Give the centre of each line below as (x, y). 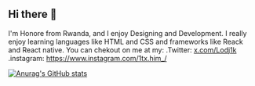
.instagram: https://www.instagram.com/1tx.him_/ (87, 58)
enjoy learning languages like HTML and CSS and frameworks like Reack (126, 41)
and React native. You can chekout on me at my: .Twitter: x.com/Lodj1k (122, 50)
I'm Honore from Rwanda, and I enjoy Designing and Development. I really (127, 33)
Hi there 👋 (33, 14)
